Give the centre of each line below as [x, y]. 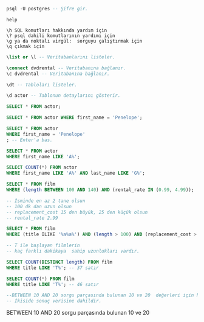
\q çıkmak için [25, 46]
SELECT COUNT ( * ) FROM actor [42, 167]
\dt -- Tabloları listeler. [42, 85]
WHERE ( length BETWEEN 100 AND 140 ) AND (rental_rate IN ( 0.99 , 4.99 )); [100, 190]
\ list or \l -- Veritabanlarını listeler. [61, 57]
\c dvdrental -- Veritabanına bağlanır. [58, 74]
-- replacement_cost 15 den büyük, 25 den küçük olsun [77, 212]
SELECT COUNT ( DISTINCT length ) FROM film [59, 262]
